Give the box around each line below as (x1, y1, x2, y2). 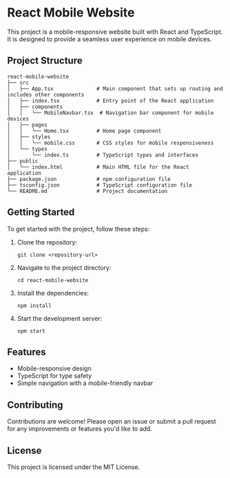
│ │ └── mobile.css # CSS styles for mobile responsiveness (7, 139, 214, 146)
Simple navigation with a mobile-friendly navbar (17, 379, 154, 387)
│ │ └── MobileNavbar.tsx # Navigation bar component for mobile (7, 109, 214, 116)
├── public (7, 157, 39, 165)
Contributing (7, 399, 63, 411)
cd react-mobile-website (17, 277, 89, 284)
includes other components (7, 91, 85, 98)
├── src (7, 79, 30, 86)
